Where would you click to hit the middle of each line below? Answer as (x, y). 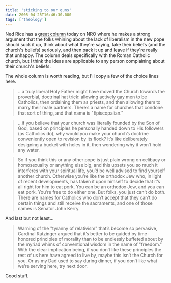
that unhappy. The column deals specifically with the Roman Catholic (78, 55)
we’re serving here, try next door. (53, 266)
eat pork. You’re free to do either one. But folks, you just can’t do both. (92, 192)
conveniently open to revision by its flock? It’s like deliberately (82, 139)
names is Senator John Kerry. (49, 209)
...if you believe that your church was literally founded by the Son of (89, 123)
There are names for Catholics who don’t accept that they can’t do (87, 198)
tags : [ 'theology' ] (26, 19)
